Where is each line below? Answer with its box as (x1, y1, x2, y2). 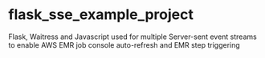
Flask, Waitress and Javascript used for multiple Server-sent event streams (8, 32, 257, 41)
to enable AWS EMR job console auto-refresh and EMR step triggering (8, 40, 241, 49)
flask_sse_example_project (8, 6, 194, 24)
